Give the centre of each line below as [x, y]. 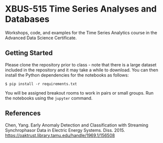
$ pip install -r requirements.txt [41, 84]
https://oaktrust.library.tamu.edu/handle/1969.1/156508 [60, 135]
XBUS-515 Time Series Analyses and [81, 9]
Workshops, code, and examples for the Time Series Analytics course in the [81, 32]
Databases [27, 19]
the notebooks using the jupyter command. [49, 98]
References [23, 113]
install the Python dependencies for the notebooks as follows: [67, 75]
